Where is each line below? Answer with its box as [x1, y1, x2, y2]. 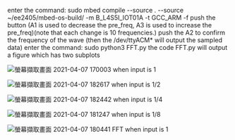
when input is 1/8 [112, 110, 161, 118]
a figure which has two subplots [7, 51, 100, 59]
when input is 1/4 [112, 95, 163, 103]
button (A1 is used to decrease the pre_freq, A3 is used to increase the [7, 21, 212, 29]
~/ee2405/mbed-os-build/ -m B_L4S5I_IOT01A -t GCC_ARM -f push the [7, 13, 216, 22]
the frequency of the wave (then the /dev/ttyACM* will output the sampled [7, 36, 223, 44]
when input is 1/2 [111, 80, 161, 89]
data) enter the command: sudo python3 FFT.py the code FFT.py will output [7, 44, 228, 51]
